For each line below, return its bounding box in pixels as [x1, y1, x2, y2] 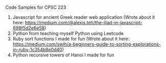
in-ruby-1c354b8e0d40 [12, 47, 62, 52]
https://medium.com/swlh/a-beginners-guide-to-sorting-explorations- [12, 41, 161, 47]
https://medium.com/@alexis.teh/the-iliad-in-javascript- [25, 20, 143, 25]
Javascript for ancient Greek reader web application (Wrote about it [12, 14, 155, 20]
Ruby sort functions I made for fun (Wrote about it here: [12, 36, 130, 42]
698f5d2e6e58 [12, 25, 45, 31]
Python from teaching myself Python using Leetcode [12, 30, 124, 36]
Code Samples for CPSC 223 [5, 5, 66, 10]
